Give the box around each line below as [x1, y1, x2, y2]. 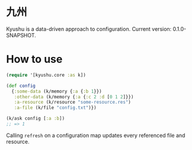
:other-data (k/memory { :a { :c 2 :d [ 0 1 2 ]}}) [14, 94, 134, 100]
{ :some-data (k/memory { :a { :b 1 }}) [11, 88, 102, 94]
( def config [6, 82, 36, 89]
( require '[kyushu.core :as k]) [6, 72, 86, 78]
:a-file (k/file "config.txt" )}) [14, 105, 97, 111]
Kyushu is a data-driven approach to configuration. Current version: [6, 25, 172, 33]
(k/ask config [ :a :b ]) [6, 116, 65, 122]
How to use [6, 53, 63, 66]
